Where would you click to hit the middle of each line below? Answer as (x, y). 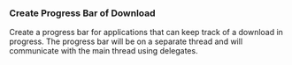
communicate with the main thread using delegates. (104, 51)
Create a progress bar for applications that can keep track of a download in (146, 32)
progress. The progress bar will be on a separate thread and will (126, 41)
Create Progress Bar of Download (83, 13)
